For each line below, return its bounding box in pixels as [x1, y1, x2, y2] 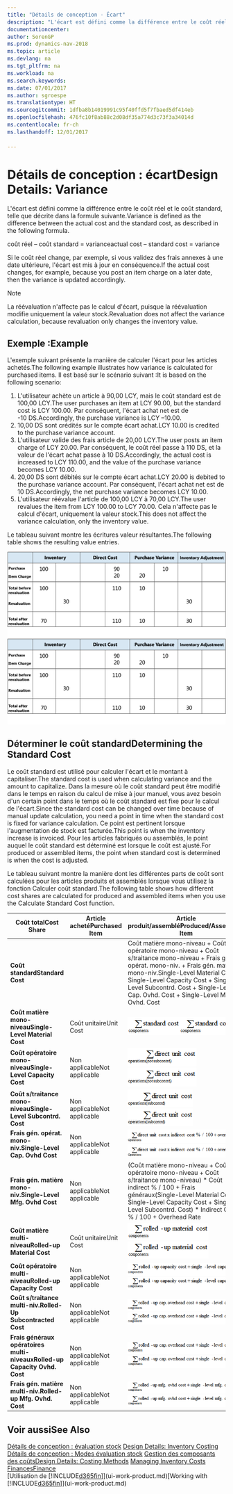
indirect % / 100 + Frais [128, 1183, 196, 1192]
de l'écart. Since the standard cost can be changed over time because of [7, 804, 214, 813]
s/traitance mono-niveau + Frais [128, 954, 221, 962]
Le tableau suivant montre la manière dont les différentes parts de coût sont [7, 869, 224, 877]
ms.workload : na [7, 70, 54, 76]
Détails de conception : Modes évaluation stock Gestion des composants [7, 1450, 216, 1458]
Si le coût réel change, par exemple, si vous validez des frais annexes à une [7, 254, 223, 262]
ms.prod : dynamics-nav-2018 [7, 40, 89, 48]
